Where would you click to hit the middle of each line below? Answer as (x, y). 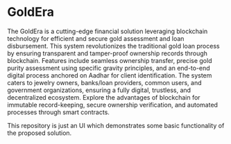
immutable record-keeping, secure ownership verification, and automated (113, 105)
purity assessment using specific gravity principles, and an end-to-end (109, 68)
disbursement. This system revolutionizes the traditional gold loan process (113, 46)
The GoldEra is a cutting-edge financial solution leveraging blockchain (108, 31)
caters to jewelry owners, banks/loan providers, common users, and (104, 82)
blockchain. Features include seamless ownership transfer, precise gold (110, 60)
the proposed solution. (40, 133)
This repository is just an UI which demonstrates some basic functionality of (116, 125)
